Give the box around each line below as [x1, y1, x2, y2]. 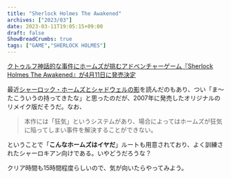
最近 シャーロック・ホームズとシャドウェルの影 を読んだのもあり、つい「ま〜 [7, 86, 224, 93]
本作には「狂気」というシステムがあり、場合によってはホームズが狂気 [23, 117, 223, 125]
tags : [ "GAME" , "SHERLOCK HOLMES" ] [7, 42, 107, 49]
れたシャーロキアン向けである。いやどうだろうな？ [7, 149, 152, 157]
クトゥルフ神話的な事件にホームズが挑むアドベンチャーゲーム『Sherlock [7, 62, 214, 70]
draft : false [7, 29, 45, 37]
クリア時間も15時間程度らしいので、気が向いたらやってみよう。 [7, 164, 188, 172]
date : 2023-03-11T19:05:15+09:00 [7, 23, 103, 30]
